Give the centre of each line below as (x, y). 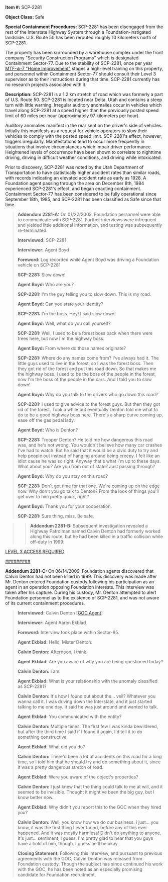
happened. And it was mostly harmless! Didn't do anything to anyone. (89, 833)
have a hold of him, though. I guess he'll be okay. (68, 844)
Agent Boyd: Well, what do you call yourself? (64, 323)
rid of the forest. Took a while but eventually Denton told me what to (88, 410)
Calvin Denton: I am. (39, 671)
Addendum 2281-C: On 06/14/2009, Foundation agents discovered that (79, 571)
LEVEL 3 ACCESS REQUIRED (35, 552)
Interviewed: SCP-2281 (42, 240)
